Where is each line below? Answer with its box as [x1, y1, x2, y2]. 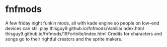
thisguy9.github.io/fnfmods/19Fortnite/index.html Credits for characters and [5, 30, 162, 36]
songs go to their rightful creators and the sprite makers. [5, 36, 122, 42]
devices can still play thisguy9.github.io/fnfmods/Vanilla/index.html [5, 25, 144, 31]
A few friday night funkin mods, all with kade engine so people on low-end [5, 20, 159, 26]
